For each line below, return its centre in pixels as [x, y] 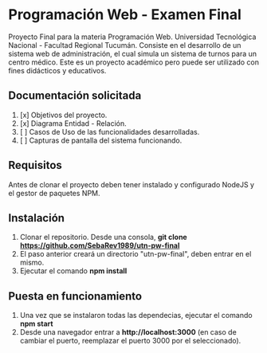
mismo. [32, 263]
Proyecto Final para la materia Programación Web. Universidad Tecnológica [132, 37]
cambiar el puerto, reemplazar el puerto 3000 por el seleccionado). [130, 341]
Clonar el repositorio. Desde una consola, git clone [103, 237]
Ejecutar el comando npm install [73, 271]
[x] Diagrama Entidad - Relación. [73, 123]
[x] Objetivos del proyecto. [63, 115]
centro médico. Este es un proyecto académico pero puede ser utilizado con [134, 62]
